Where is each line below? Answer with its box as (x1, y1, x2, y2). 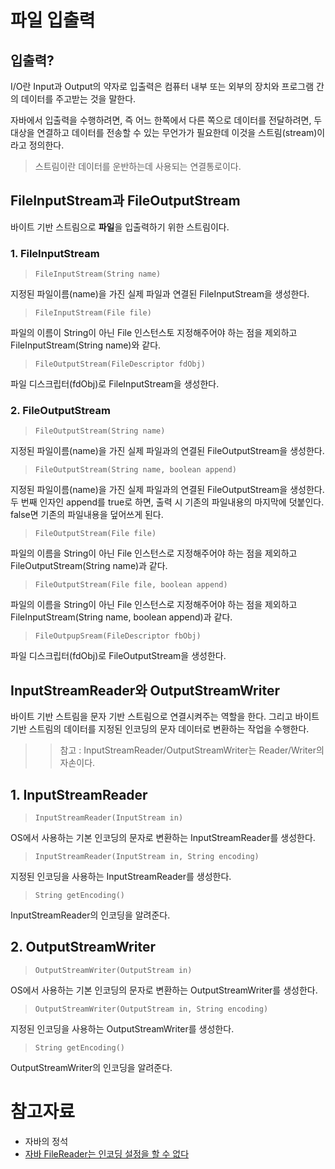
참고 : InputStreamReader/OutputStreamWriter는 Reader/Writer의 (59, 744, 325, 756)
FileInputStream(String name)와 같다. (10, 339, 162, 351)
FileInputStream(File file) (34, 308, 152, 318)
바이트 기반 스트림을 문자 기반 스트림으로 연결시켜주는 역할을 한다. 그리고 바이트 (10, 711, 320, 723)
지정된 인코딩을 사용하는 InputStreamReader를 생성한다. (10, 871, 232, 883)
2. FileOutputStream (10, 404, 111, 418)
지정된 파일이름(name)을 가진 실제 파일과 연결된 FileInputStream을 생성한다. (10, 288, 310, 300)
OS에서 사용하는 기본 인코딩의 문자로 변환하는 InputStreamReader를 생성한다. (10, 832, 316, 844)
